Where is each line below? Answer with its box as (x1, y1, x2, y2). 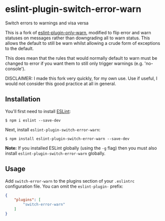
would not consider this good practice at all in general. (5, 81, 116, 87)
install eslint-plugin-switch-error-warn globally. (5, 150, 106, 156)
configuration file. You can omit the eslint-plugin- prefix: (5, 183, 123, 189)
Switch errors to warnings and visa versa (5, 20, 89, 26)
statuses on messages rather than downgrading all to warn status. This (5, 35, 150, 41)
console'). (5, 66, 26, 72)
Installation (5, 95, 41, 104)
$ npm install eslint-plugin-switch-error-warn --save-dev (5, 136, 130, 141)
